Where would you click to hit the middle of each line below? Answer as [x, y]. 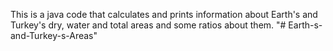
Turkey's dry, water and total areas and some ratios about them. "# [148, 25]
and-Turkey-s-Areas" [54, 35]
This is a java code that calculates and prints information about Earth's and [164, 14]
